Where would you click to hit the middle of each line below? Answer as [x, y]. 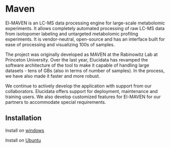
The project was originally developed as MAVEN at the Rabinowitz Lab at [81, 54]
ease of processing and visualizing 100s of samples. [60, 44]
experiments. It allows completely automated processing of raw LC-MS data [85, 28]
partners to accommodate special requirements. [56, 102]
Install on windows [25, 130]
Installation [23, 118]
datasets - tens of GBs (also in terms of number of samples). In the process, [85, 70]
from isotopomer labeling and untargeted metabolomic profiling [72, 34]
